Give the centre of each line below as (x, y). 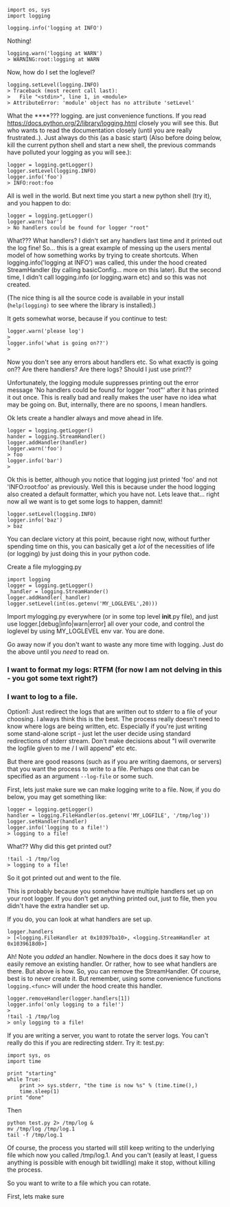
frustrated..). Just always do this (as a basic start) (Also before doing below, (114, 137)
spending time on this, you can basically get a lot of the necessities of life (111, 546)
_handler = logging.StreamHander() (58, 592)
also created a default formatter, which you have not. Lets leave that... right (113, 494)
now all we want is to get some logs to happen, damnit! (85, 502)
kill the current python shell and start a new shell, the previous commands (112, 145)
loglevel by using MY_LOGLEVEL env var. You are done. (86, 631)
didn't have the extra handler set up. (58, 906)
